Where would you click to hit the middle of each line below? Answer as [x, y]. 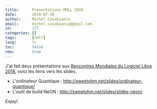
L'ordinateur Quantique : [37, 81]
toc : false [24, 47]
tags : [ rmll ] [25, 38]
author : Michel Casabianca [38, 19]
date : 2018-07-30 [30, 14]
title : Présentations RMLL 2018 [44, 10]
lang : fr [21, 42]
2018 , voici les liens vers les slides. [41, 71]
